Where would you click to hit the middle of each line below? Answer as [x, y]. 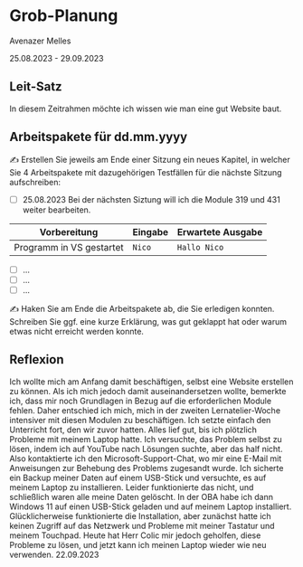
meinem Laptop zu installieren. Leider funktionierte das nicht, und [132, 487]
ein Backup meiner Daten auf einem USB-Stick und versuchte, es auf [138, 477]
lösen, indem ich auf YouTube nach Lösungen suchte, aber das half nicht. [146, 449]
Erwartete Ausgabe [220, 232]
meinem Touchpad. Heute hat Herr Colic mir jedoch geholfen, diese [135, 535]
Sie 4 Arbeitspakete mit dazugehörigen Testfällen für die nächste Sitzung [146, 172]
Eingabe [151, 232]
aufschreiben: [35, 182]
